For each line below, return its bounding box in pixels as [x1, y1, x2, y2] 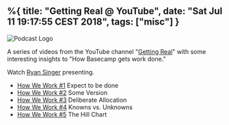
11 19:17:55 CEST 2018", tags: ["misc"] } [7, 16, 180, 28]
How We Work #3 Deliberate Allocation [16, 96, 127, 104]
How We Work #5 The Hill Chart [16, 110, 107, 118]
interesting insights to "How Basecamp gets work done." [7, 55, 166, 63]
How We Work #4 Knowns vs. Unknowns [16, 102, 133, 111]
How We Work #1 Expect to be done [16, 81, 119, 89]
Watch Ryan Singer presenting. [7, 68, 94, 76]
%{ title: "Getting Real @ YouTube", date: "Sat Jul [7, 5, 223, 17]
